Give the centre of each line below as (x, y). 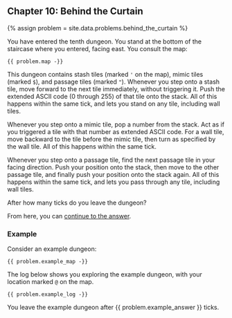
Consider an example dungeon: (52, 249)
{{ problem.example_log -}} (48, 294)
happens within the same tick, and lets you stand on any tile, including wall (114, 104)
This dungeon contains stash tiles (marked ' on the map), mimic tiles (105, 74)
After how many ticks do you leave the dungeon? (77, 203)
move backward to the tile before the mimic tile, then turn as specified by (111, 139)
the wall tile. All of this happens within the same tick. (82, 146)
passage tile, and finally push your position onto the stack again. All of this (113, 174)
